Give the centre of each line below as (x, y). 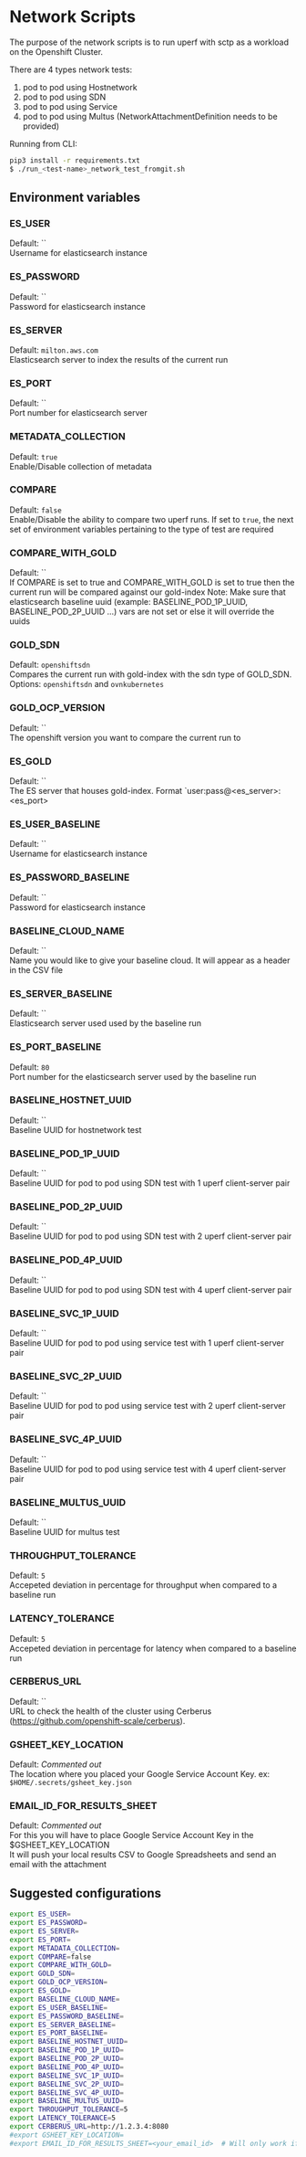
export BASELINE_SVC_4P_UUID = (67, 2093)
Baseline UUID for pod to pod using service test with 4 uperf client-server (148, 1469)
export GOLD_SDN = (42, 1974)
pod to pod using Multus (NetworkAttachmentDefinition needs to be (150, 116)
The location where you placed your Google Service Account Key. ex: (140, 1774)
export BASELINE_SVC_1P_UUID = (67, 2076)
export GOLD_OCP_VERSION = (58, 1983)
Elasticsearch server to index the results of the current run (119, 359)
